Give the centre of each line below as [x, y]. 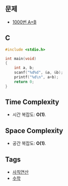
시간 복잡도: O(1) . [29, 114]
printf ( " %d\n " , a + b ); [36, 77]
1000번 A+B [24, 22]
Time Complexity [32, 102]
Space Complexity [34, 131]
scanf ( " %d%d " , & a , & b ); [39, 72]
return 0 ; [24, 81]
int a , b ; [24, 68]
